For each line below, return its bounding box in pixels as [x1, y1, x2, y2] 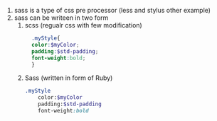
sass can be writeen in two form [14, 13, 109, 22]
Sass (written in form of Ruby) [24, 74, 113, 82]
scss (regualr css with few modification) [24, 21, 142, 29]
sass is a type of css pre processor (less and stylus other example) [14, 6, 211, 14]
